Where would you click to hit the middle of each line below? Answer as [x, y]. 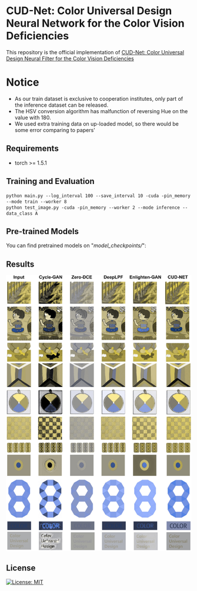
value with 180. [33, 117]
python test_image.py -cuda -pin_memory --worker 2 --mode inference [93, 208]
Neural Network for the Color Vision [95, 23]
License [21, 568]
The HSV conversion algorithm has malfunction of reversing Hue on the [101, 111]
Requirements [32, 149]
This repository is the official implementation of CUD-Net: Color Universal [95, 52]
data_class [19, 214]
